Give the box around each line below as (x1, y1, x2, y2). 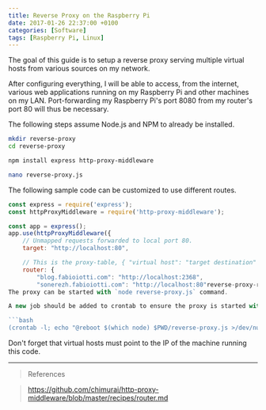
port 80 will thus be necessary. (8, 104, 109, 114)
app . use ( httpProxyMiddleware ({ (8, 230, 112, 237)
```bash (8, 317, 34, 325)
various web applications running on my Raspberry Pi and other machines (8, 88, 249, 97)
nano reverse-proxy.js (8, 171, 83, 179)
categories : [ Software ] (8, 26, 87, 34)
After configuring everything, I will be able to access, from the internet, (8, 79, 240, 89)
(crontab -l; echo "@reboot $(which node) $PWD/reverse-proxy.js (8, 324, 228, 332)
